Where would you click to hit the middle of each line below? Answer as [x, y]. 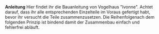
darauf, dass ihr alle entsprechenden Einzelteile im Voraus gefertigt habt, [78, 12]
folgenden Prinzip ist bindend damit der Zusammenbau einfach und [72, 22]
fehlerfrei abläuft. [22, 27]
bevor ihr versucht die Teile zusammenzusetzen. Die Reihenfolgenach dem [80, 17]
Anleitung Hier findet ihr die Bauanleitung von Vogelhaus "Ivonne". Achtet [79, 7]
